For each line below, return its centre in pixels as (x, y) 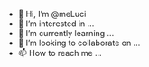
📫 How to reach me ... (60, 53)
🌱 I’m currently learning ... (66, 33)
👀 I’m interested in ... (56, 24)
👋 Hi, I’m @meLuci (52, 14)
